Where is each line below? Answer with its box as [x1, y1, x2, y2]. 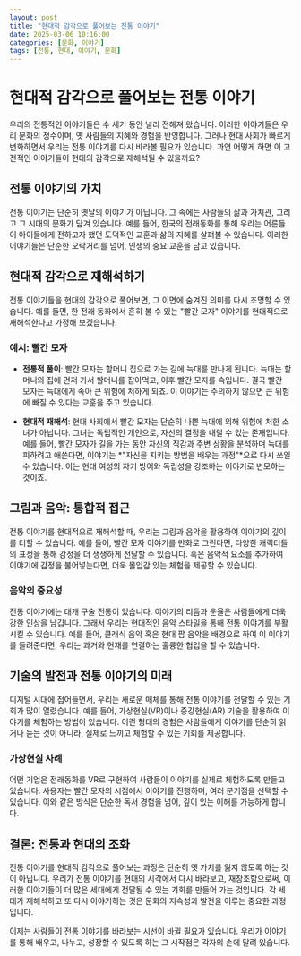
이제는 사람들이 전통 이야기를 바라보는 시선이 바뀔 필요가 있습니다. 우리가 [9, 926, 262, 936]
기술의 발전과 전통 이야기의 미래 [9, 669, 173, 684]
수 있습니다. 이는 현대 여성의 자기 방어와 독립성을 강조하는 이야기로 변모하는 [21, 460, 286, 471]
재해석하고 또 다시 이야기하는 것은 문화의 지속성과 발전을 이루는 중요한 [25, 896, 271, 907]
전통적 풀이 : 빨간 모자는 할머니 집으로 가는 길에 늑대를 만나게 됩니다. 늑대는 [21, 363, 282, 374]
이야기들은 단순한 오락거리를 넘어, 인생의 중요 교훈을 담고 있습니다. [9, 240, 242, 251]
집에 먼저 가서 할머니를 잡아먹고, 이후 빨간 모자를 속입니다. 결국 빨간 [46, 374, 283, 385]
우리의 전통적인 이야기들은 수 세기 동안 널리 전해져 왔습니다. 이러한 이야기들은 [9, 119, 279, 130]
